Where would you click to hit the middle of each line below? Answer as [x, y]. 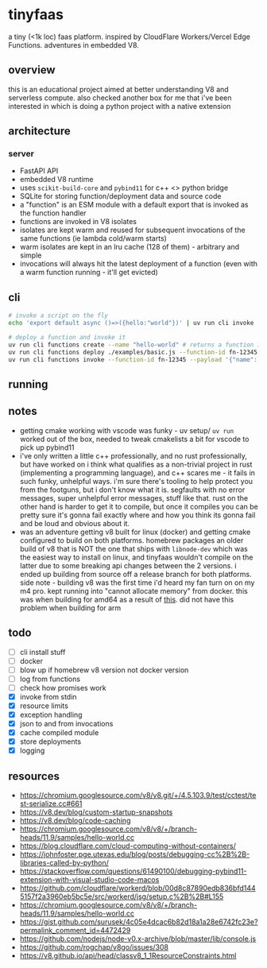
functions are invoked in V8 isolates [78, 222]
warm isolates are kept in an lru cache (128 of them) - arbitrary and [130, 247]
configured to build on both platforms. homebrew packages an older [132, 540]
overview [32, 70]
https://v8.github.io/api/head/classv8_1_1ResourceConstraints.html [128, 956]
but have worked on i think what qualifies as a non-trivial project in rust [136, 464]
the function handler [53, 213]
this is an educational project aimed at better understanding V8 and [118, 89]
